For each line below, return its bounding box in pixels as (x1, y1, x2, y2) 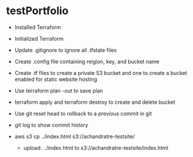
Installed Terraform (14, 24, 61, 31)
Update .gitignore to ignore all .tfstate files (14, 46, 117, 54)
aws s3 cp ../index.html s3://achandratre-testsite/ (14, 133, 135, 140)
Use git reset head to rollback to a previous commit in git (14, 110, 152, 117)
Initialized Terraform (14, 35, 64, 42)
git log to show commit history (14, 121, 88, 128)
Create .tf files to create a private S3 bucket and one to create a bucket (14, 69, 187, 76)
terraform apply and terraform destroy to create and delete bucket (14, 99, 175, 106)
